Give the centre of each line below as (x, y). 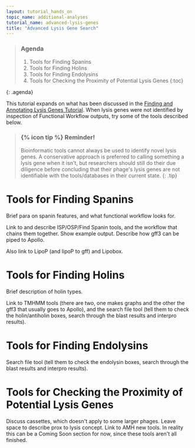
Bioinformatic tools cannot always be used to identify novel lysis (98, 150)
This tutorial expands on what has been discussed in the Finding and (90, 103)
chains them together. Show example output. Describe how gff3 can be (93, 233)
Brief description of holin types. (44, 291)
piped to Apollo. (25, 239)
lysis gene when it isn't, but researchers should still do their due (98, 163)
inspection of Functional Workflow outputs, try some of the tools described (97, 116)
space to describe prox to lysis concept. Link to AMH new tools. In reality (95, 427)
